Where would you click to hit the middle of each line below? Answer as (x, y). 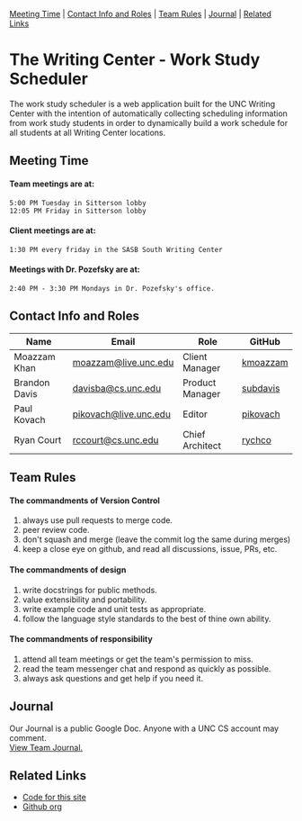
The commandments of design (68, 569)
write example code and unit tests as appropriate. (114, 609)
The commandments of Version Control (84, 501)
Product (200, 383)
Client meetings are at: (53, 230)
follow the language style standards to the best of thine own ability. (147, 618)
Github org (42, 807)
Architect (202, 446)
